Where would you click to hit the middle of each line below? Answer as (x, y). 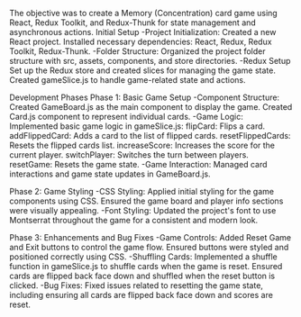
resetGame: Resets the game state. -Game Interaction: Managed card (138, 164)
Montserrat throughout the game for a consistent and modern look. (134, 220)
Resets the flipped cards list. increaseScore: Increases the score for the (142, 145)
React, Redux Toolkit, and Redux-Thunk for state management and (133, 23)
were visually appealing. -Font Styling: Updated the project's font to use (143, 210)
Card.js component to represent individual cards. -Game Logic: (126, 117)
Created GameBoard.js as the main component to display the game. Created (151, 107)
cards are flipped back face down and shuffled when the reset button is (142, 276)
